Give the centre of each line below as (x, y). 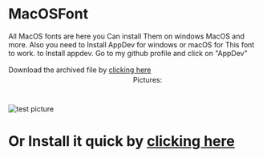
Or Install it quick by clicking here (121, 142)
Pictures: (148, 79)
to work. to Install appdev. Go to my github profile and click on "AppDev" (128, 53)
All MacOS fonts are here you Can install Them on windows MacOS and (126, 36)
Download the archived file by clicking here (80, 70)
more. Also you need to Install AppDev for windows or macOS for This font (131, 44)
